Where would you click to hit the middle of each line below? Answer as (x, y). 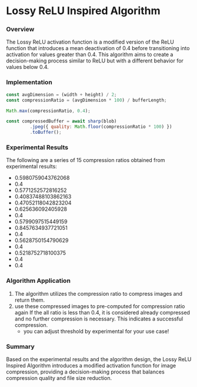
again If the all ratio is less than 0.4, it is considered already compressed (102, 312)
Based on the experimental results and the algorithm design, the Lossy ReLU (99, 359)
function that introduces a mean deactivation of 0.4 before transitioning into (98, 48)
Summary (21, 346)
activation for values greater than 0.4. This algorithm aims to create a (90, 55)
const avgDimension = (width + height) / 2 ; (61, 95)
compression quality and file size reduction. (59, 378)
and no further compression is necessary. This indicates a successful (99, 319)
